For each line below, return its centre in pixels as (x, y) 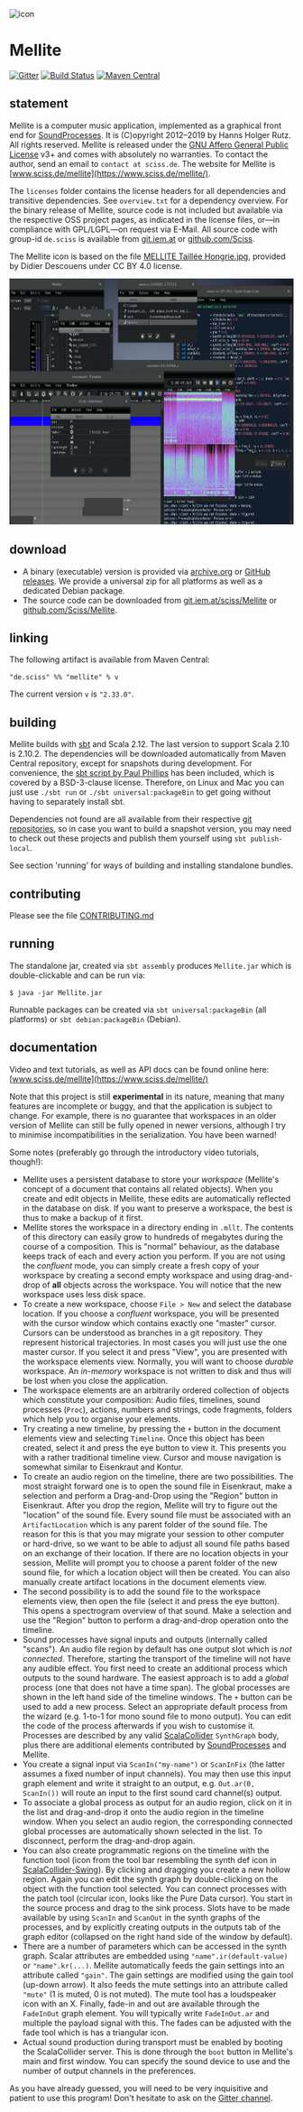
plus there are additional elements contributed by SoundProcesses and (154, 1745)
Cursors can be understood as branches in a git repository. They (142, 1333)
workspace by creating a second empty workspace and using (137, 1275)
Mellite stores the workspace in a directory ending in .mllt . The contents (158, 1227)
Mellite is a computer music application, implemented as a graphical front (146, 125)
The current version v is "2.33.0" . (72, 694)
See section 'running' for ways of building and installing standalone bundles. (151, 865)
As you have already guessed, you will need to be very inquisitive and (139, 2088)
